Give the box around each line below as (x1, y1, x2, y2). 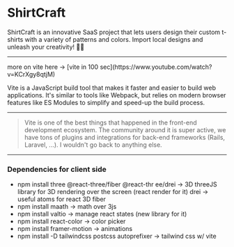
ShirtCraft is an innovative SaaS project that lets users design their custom (7, 28, 221, 36)
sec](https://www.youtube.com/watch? (100, 63, 212, 71)
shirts (7, 35, 24, 43)
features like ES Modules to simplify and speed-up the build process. (7, 98, 205, 106)
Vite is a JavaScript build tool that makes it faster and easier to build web (7, 83, 216, 92)
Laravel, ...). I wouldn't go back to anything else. (24, 141, 162, 149)
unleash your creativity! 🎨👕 (7, 42, 85, 51)
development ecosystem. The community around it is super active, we (24, 125, 226, 134)
